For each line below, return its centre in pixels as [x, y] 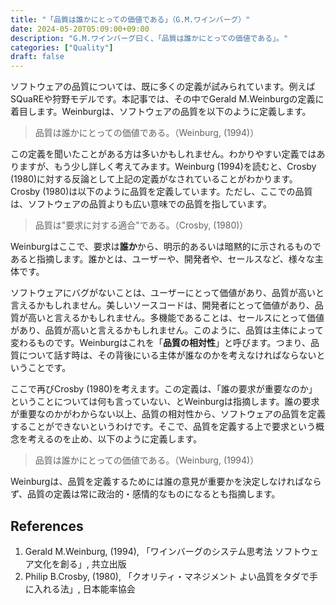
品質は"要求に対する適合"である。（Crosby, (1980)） [141, 225]
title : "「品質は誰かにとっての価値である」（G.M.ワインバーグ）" [130, 19]
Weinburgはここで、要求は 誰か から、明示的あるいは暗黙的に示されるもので [166, 247]
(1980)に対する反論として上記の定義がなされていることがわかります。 [154, 179]
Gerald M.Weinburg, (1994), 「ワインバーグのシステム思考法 [148, 551]
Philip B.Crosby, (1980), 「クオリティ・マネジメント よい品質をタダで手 [171, 576]
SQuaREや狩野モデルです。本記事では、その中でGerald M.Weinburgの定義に [167, 99]
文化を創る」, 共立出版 [80, 563]
